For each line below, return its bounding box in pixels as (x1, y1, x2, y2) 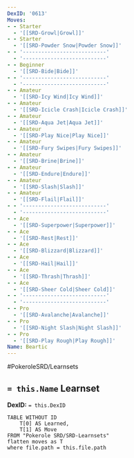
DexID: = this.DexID (7, 401, 66, 409)
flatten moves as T (7, 438, 64, 445)
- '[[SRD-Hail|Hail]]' (13, 260, 79, 267)
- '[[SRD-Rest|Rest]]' (13, 235, 79, 241)
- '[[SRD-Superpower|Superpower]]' (13, 221, 116, 228)
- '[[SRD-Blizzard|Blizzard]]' (13, 248, 104, 255)
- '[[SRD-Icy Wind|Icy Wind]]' (13, 94, 104, 101)
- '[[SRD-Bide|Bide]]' (13, 68, 79, 74)
